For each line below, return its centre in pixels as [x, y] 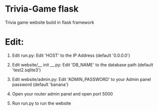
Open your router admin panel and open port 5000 [62, 94]
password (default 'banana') [40, 84]
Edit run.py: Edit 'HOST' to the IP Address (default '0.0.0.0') [71, 55]
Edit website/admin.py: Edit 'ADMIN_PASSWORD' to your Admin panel [81, 79]
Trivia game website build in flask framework [50, 22]
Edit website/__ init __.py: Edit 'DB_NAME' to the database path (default [82, 64]
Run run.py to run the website [42, 103]
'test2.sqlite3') [26, 70]
